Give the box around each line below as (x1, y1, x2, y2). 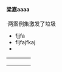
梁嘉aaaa (6, 5, 30, 13)
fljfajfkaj (15, 39, 36, 46)
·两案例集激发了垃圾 (6, 20, 57, 27)
